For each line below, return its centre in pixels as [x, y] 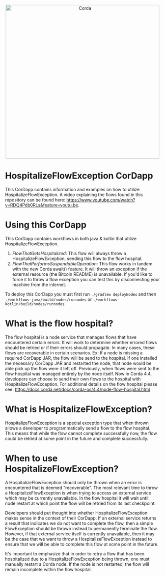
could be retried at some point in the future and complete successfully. [77, 438]
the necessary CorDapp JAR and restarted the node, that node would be [78, 363]
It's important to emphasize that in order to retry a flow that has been [75, 553]
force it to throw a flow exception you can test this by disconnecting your [86, 279]
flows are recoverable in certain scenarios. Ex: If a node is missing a [74, 353]
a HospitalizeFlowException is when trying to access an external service [78, 493]
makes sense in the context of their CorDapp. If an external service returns [81, 518]
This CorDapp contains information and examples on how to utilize [72, 189]
